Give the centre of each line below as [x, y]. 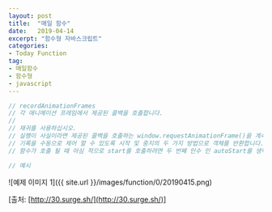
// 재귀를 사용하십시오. [42, 129]
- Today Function [38, 53]
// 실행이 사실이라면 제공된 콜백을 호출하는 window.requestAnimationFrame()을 [130, 136]
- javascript [30, 83]
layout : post [30, 16]
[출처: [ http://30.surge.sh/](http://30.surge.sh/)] [87, 199]
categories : [28, 46]
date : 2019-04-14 [41, 31]
